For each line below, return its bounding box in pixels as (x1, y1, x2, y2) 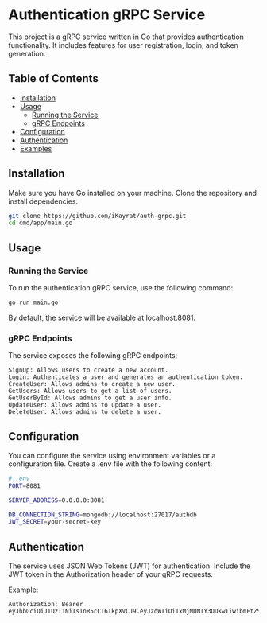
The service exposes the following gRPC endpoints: (8, 351, 178, 360)
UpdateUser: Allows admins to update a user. (8, 401, 161, 409)
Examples (19, 143, 52, 153)
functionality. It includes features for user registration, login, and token (8, 40, 238, 49)
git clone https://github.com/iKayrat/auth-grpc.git (8, 212, 187, 220)
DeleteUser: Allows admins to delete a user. (8, 408, 161, 416)
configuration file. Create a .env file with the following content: (8, 459, 213, 469)
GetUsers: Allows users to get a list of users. (8, 387, 172, 395)
